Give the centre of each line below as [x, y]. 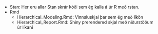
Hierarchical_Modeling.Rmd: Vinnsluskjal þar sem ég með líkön [80, 17]
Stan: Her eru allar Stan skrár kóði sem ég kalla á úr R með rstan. [74, 7]
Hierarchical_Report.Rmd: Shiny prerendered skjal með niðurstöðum [85, 22]
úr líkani [25, 27]
